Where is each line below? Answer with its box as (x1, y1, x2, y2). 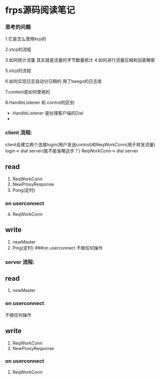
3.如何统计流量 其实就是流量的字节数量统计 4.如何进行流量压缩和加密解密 (5, 57, 156, 63)
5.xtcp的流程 (5, 68, 31, 74)
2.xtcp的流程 (5, 46, 31, 52)
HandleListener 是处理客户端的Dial (12, 110, 84, 116)
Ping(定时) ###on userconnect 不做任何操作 (12, 245, 103, 251)
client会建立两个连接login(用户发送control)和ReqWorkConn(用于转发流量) (5, 141, 156, 147)
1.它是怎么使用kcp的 (5, 36, 46, 42)
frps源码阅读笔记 (5, 4, 76, 16)
